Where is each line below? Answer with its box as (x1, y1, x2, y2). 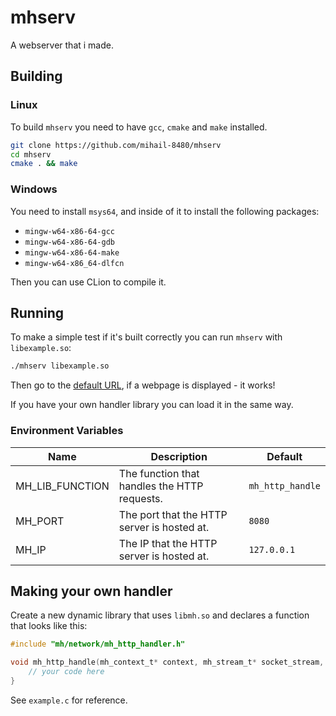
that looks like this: (10, 620, 88, 632)
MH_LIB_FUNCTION (15, 479, 110, 493)
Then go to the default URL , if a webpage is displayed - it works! (10, 379, 276, 391)
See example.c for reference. (10, 694, 128, 706)
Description (150, 449, 208, 463)
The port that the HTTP (118, 507, 228, 521)
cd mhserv (10, 149, 52, 160)
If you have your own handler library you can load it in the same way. (10, 399, 294, 411)
